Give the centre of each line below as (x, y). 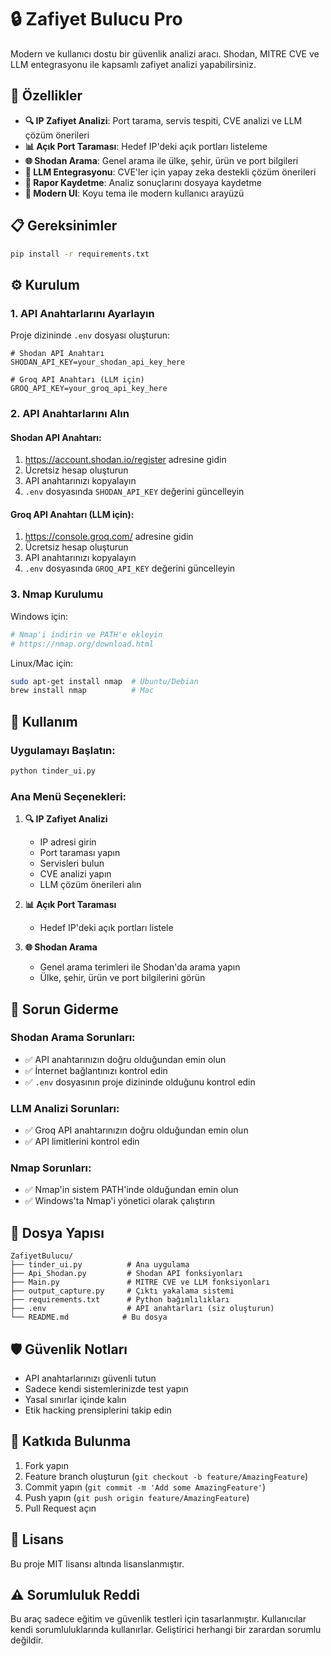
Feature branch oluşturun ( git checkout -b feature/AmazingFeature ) (166, 1476)
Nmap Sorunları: (51, 1168)
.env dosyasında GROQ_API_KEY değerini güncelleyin (130, 568)
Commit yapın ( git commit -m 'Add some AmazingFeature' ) (145, 1487)
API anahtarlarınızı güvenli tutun (90, 1378)
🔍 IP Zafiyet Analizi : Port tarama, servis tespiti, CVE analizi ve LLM (163, 120)
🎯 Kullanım (44, 721)
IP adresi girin (68, 842)
